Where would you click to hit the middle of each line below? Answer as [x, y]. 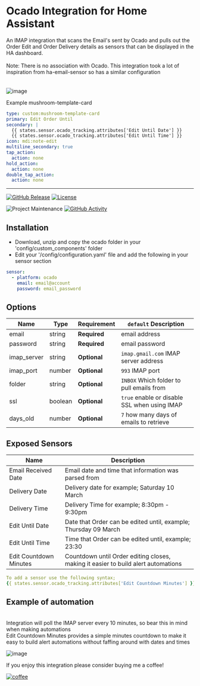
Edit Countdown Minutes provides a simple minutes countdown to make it [96, 635]
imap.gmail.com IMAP [151, 354]
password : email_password [49, 289]
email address [141, 334]
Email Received [31, 470]
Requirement [96, 324]
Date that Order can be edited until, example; [127, 522]
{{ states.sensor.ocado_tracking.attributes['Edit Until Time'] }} [97, 136]
